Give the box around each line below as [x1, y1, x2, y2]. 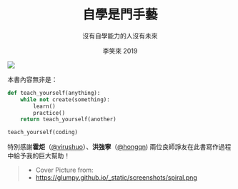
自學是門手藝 [81, 6, 158, 23]
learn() [33, 103, 56, 110]
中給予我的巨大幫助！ [7, 151, 70, 160]
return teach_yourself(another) [20, 116, 116, 123]
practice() [33, 109, 66, 116]
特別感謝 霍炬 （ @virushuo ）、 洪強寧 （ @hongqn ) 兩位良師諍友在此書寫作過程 [7, 143, 232, 151]
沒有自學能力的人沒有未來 [82, 31, 158, 40]
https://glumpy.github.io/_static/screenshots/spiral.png [35, 173, 198, 182]
